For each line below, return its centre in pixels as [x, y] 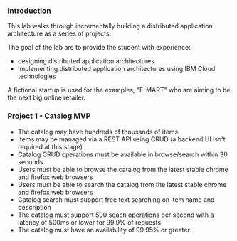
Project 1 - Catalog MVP [49, 116]
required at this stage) [50, 146]
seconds [30, 161]
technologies [37, 76]
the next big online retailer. [46, 97]
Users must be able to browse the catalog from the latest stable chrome [123, 169]
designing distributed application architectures [86, 61]
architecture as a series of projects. [59, 33]
